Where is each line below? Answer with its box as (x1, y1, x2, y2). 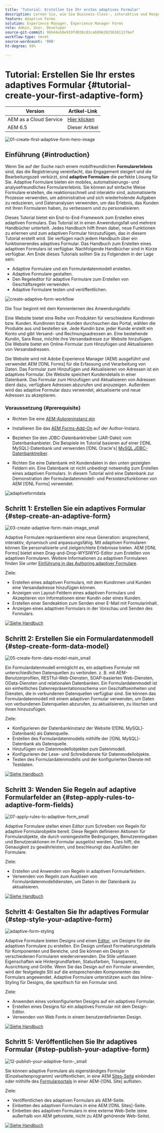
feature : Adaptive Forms (5, 16, 56, 21)
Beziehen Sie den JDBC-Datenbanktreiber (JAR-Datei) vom (12, 435, 132, 441)
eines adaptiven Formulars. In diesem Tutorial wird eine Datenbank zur (12, 470, 154, 476)
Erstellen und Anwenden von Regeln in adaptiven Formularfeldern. (12, 868, 145, 874)
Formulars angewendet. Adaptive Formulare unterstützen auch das (5, 974, 140, 980)
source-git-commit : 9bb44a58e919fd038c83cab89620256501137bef (5, 30, 134, 35)
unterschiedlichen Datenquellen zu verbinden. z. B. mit (5, 670, 116, 676)
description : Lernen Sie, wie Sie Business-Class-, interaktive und (5, 12, 147, 17)
